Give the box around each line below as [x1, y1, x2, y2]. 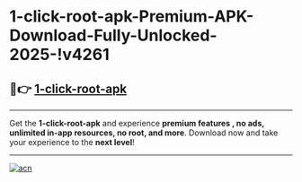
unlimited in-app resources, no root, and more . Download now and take [9, 127, 279, 138]
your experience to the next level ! [9, 137, 135, 147]
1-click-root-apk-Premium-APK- [9, 6, 254, 27]
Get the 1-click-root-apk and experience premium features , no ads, [9, 118, 265, 128]
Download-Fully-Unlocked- [9, 25, 218, 46]
